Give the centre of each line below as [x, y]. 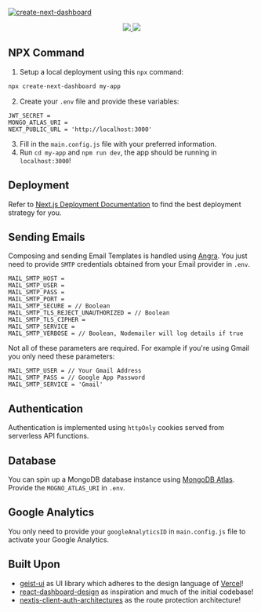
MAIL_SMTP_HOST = [36, 279]
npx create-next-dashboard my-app [65, 86]
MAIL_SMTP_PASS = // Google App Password [77, 378]
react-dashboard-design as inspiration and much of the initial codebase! [136, 592]
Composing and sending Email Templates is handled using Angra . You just [128, 256]
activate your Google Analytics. [59, 539]
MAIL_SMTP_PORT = [36, 299]
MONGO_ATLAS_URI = [38, 122]
